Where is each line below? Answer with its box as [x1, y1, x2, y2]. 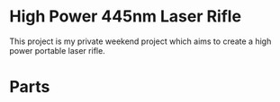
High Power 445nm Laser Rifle [9, 6, 241, 27]
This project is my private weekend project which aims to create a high [9, 36, 272, 47]
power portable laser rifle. [9, 45, 105, 55]
